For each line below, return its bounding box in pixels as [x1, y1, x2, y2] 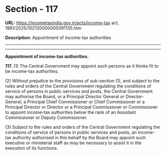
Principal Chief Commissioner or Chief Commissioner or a [27, 99, 145, 105]
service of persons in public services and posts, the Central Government [5, 88, 153, 94]
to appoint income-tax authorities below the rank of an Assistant [5, 109, 136, 115]
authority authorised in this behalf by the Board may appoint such [12, 134, 146, 140]
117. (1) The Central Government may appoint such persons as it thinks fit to [5, 63, 159, 69]
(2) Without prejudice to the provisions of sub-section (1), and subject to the [5, 77, 160, 83]
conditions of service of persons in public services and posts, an [5, 129, 137, 135]
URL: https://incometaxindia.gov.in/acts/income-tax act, [5, 20, 120, 26]
